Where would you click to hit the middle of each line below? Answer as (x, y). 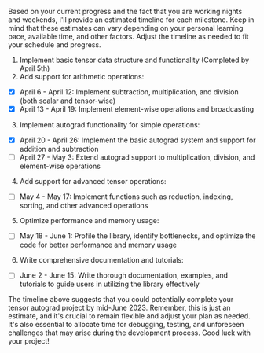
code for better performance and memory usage (98, 245)
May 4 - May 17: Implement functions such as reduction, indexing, (126, 197)
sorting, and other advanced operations (84, 206)
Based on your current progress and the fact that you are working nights (125, 11)
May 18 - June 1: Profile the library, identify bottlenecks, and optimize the (137, 236)
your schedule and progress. (55, 45)
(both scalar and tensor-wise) (68, 101)
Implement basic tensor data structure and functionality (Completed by (134, 60)
